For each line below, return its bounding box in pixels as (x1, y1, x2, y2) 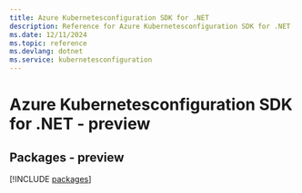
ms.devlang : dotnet (9, 47, 84, 56)
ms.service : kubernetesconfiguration (9, 55, 153, 64)
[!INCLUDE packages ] (9, 174, 92, 184)
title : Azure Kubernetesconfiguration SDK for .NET (9, 13, 209, 23)
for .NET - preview (9, 114, 151, 134)
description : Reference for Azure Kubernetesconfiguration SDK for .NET (9, 22, 291, 31)
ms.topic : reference (9, 38, 88, 48)
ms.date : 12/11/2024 (9, 30, 88, 39)
